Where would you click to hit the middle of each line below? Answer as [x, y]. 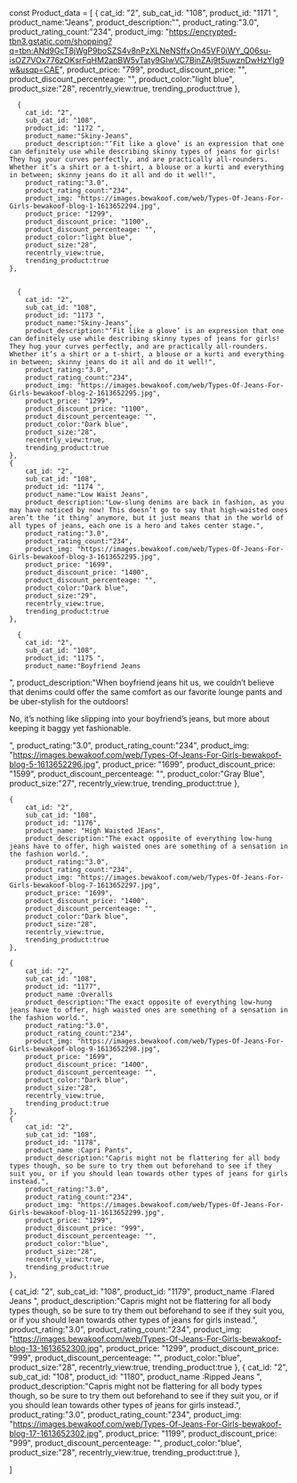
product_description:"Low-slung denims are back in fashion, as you [155, 502]
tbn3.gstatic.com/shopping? [61, 41]
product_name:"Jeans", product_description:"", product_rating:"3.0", [134, 22]
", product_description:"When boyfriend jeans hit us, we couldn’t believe [142, 682]
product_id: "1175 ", [65, 658]
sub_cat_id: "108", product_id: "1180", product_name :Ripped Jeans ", [136, 1377]
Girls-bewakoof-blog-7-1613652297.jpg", [85, 885]
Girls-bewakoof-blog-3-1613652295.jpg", [85, 557]
